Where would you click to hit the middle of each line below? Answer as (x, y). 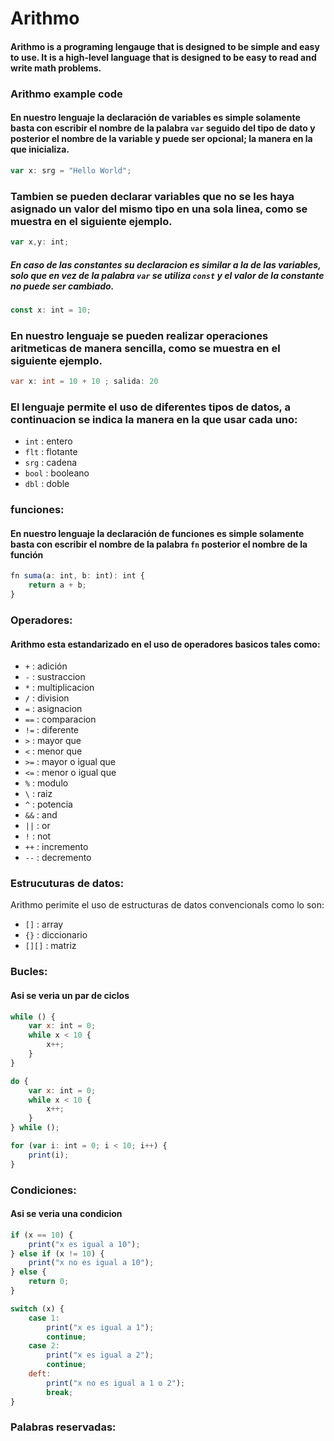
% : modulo (46, 783)
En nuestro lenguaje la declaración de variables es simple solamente (155, 118)
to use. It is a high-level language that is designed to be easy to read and (163, 57)
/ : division (47, 698)
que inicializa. (40, 149)
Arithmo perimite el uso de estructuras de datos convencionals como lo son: (167, 905)
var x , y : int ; (40, 242)
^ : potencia (48, 804)
